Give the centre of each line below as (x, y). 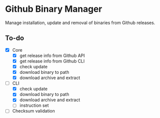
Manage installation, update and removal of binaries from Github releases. (80, 23)
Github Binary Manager (54, 9)
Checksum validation (33, 111)
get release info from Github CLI (52, 61)
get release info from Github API (52, 56)
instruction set (34, 105)
